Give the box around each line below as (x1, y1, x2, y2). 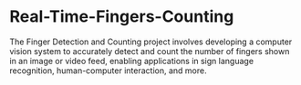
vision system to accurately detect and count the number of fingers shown (9, 45, 290, 56)
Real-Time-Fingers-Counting (9, 6, 234, 27)
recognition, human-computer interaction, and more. (9, 65, 207, 76)
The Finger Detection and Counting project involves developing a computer (9, 36, 293, 47)
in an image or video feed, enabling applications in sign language (9, 55, 254, 66)
